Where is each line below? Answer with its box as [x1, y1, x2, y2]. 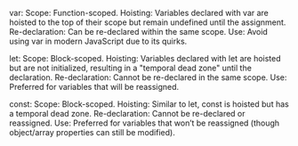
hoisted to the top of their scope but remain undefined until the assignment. [9, 17, 286, 28]
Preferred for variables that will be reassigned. [9, 82, 180, 92]
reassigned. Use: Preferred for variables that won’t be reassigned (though [9, 118, 280, 128]
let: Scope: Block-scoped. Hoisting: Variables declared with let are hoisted [9, 53, 282, 63]
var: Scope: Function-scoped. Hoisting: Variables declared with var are [9, 8, 270, 18]
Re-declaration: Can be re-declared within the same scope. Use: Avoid [9, 27, 269, 36]
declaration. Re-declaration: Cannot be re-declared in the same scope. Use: [9, 72, 287, 83]
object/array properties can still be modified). [9, 127, 175, 137]
